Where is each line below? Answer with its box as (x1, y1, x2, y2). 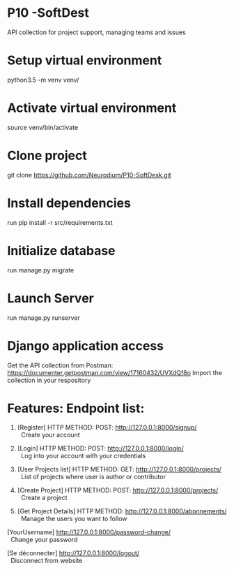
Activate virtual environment (7, 100, 177, 116)
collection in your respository (7, 376, 91, 384)
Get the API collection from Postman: (7, 361, 114, 370)
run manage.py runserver (7, 313, 80, 322)
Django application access (7, 337, 164, 353)
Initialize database (7, 242, 116, 258)
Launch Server (7, 290, 94, 306)
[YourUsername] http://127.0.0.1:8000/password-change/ (7, 528, 171, 536)
